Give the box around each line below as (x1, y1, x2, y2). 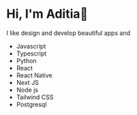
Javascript (16, 42, 46, 50)
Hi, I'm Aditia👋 (6, 6, 89, 22)
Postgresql (16, 100, 47, 108)
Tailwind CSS (16, 92, 54, 101)
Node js (16, 86, 39, 94)
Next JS (16, 78, 39, 86)
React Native (16, 71, 52, 79)
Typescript (16, 49, 47, 57)
